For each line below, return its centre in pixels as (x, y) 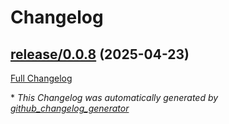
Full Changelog (41, 78)
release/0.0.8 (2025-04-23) (100, 54)
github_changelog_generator (70, 108)
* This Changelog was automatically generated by (114, 97)
